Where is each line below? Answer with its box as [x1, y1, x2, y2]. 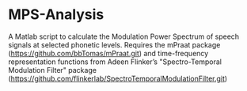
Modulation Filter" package [8, 65, 97, 74]
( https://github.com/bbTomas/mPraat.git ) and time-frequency [8, 48, 209, 58]
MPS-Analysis [8, 6, 104, 24]
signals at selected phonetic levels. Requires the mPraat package [8, 40, 221, 49]
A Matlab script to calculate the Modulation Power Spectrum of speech [8, 32, 240, 41]
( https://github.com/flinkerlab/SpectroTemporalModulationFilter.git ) [8, 74, 228, 83]
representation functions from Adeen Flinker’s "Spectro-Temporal [8, 57, 222, 66]
